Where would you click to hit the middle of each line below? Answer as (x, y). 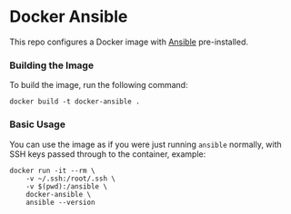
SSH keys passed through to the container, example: (108, 154)
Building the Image (51, 65)
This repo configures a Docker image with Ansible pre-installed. (129, 42)
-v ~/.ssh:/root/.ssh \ (71, 179)
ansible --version (60, 202)
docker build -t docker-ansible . (75, 102)
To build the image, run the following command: (99, 85)
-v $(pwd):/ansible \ (66, 186)
